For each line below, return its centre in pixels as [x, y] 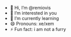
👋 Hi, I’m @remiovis [30, 8]
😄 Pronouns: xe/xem [32, 23]
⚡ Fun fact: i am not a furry [38, 29]
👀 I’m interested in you [33, 13]
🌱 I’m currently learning [34, 18]
